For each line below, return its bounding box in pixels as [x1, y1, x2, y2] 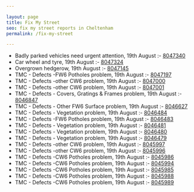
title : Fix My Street [6, 19, 60, 26]
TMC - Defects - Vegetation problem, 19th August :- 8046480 [14, 128, 167, 135]
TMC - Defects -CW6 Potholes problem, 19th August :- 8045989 [14, 179, 174, 186]
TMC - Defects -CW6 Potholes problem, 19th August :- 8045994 [14, 160, 174, 167]
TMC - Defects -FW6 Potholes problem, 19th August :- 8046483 [14, 116, 174, 123]
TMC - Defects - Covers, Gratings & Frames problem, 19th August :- [14, 90, 182, 97]
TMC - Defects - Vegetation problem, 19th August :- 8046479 [14, 135, 167, 142]
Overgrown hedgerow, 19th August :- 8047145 [14, 65, 130, 72]
